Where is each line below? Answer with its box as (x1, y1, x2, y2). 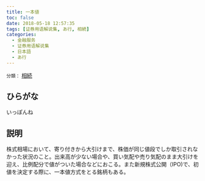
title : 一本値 (6, 9, 40, 15)
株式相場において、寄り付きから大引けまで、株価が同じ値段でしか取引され (6, 146, 193, 153)
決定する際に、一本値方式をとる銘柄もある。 (16, 168, 129, 176)
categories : (6, 32, 37, 38)
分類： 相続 (6, 71, 32, 79)
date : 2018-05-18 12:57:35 (6, 20, 75, 26)
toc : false (6, 15, 34, 21)
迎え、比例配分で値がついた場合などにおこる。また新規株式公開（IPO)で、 (6, 161, 193, 168)
